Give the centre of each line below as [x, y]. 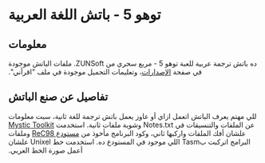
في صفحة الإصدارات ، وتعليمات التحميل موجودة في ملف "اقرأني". [105, 72]
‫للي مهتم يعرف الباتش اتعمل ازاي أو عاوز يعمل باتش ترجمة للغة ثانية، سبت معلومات [132, 116]
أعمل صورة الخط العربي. [45, 150]
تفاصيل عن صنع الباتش [58, 97]
